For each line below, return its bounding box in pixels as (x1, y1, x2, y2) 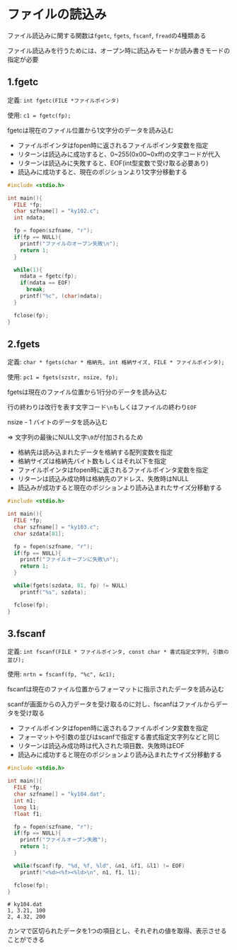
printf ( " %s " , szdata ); (20, 589, 87, 596)
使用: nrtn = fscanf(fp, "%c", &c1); (7, 670, 115, 679)
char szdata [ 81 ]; (13, 530, 65, 537)
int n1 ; (13, 797, 37, 804)
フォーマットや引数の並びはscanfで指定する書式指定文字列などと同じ (17, 733, 221, 741)
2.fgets (7, 338, 40, 350)
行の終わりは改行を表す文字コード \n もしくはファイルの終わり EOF (7, 403, 197, 412)
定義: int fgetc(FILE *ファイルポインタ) (7, 96, 120, 104)
